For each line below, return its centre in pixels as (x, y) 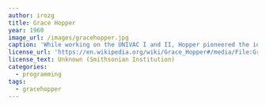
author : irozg (32, 15)
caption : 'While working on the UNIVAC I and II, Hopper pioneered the (129, 45)
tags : (17, 81)
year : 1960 (26, 30)
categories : (28, 67)
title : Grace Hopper (42, 23)
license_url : (30, 52)
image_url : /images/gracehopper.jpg (68, 37)
